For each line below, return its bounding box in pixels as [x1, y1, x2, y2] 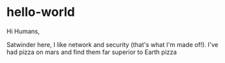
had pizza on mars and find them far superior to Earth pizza [6, 48, 177, 56]
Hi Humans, [6, 27, 40, 35]
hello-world [6, 4, 76, 20]
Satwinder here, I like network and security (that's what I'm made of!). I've [6, 40, 219, 48]
